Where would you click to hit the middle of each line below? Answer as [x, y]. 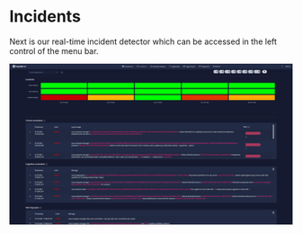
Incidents [45, 17]
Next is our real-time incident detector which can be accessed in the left [143, 41]
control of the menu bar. [54, 50]
